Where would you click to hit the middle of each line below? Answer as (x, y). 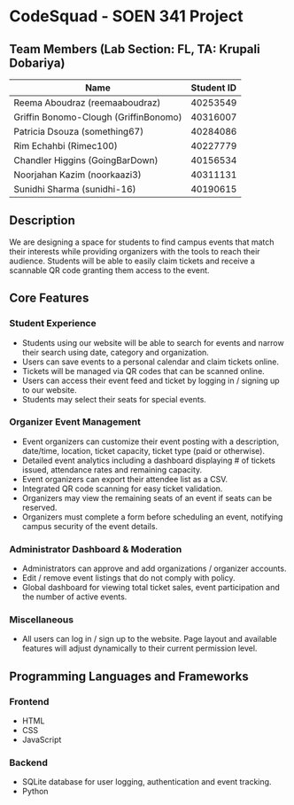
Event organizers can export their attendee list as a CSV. (125, 479)
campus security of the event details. (89, 526)
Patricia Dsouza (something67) (79, 132)
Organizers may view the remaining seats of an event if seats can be (147, 497)
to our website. (49, 390)
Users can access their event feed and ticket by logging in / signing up (151, 380)
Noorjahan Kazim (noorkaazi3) (77, 175)
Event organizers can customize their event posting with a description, (151, 442)
